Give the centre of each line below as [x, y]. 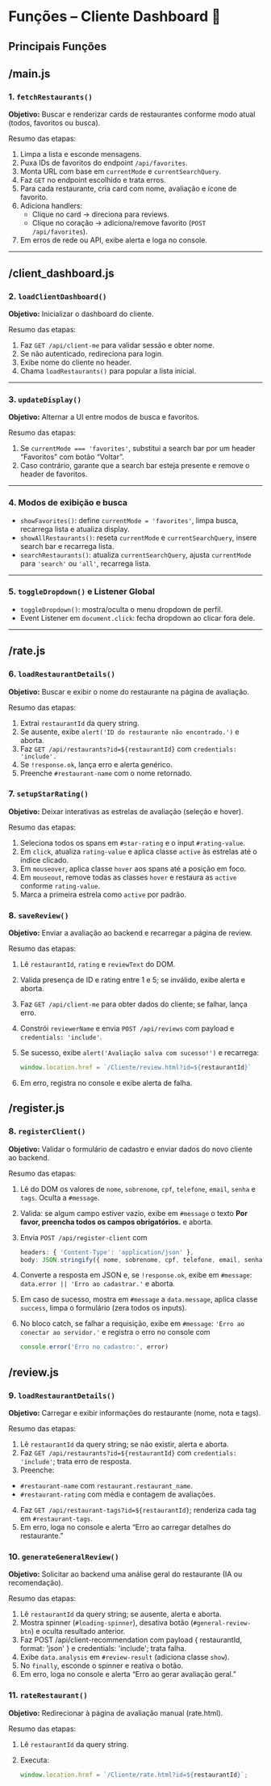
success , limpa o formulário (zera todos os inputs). [103, 1308]
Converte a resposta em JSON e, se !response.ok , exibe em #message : [136, 1275]
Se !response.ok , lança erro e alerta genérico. [96, 764]
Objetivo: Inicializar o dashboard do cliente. [81, 314]
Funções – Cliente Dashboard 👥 [115, 17]
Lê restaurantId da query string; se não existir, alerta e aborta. [124, 1444]
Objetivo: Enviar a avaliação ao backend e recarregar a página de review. [130, 933]
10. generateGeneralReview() [64, 1556]
